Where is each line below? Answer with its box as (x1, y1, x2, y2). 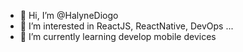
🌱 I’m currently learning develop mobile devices (19, 31, 217, 42)
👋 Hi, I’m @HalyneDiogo (19, 10, 119, 21)
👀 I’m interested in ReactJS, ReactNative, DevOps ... (19, 20, 234, 32)
